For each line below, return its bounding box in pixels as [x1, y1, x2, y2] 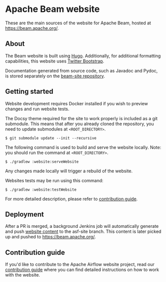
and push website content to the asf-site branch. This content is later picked [5, 228, 162, 234]
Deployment [5, 210, 44, 218]
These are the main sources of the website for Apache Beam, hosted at [5, 20, 152, 26]
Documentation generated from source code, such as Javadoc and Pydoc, [5, 68, 158, 73]
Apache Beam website [5, 3, 100, 15]
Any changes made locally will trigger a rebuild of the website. [5, 168, 133, 174]
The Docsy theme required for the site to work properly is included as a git [5, 115, 158, 121]
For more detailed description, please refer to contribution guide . [5, 196, 138, 202]
